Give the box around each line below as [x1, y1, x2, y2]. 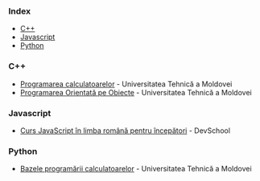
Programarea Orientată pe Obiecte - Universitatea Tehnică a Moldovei [19, 87, 252, 97]
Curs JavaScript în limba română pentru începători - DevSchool [19, 126, 231, 135]
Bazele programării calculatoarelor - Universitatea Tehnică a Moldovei [19, 164, 252, 174]
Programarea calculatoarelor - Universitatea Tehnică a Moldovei [19, 78, 233, 89]
